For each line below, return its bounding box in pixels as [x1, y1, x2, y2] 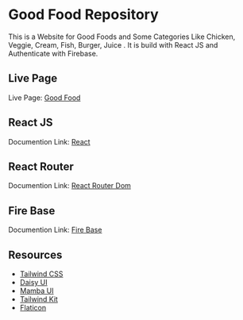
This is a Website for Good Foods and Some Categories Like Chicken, [8, 32, 236, 41]
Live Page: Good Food [8, 93, 81, 102]
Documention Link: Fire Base [8, 225, 102, 235]
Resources [8, 248, 63, 261]
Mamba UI [19, 286, 54, 295]
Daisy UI [19, 278, 48, 287]
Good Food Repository [8, 6, 159, 24]
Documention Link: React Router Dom [8, 181, 131, 191]
